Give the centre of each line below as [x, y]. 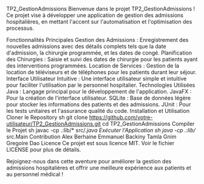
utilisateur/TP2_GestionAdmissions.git [54, 124]
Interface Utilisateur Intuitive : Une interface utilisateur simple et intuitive [97, 79]
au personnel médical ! [35, 174]
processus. [20, 28]
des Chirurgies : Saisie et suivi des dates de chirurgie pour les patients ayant [102, 59]
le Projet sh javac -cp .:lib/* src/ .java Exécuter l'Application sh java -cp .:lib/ [101, 130]
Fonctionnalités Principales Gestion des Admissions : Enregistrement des [97, 40]
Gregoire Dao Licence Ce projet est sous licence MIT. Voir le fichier [90, 143]
